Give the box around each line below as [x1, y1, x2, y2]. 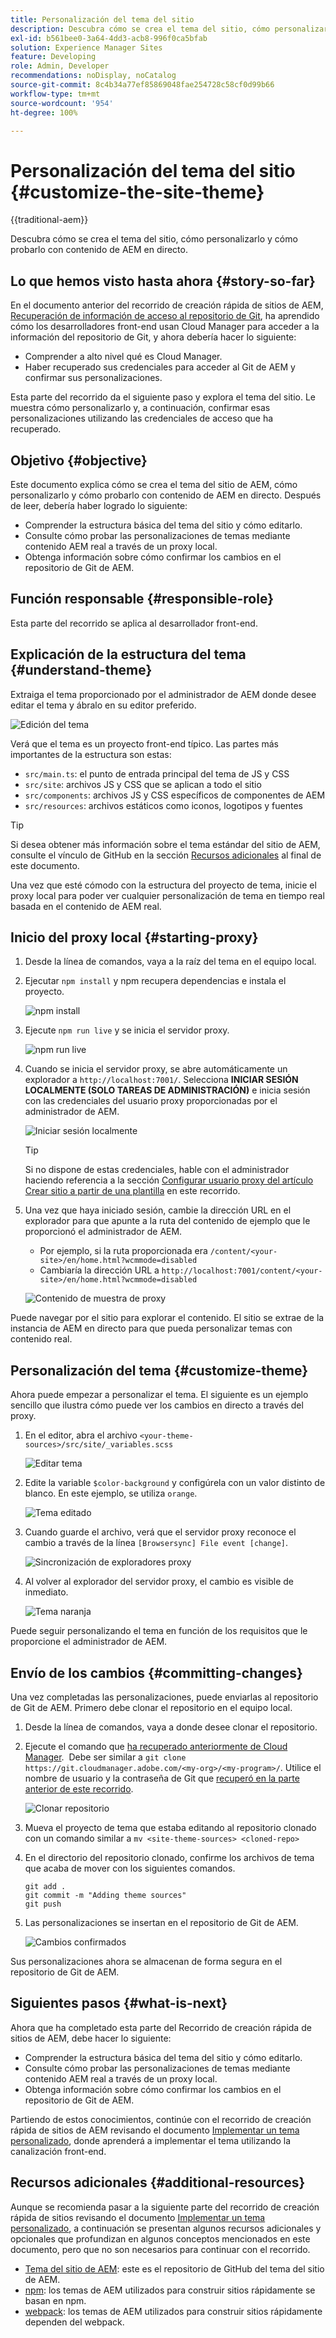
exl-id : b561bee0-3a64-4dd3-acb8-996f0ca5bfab [10, 33, 208, 43]
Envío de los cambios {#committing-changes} [10, 1664, 303, 1681]
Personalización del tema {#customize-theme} [10, 1362, 309, 1379]
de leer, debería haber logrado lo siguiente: [10, 499, 188, 511]
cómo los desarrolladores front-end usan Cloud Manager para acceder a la [10, 321, 320, 333]
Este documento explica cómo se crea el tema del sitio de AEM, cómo [10, 478, 298, 490]
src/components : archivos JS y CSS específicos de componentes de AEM [24, 789, 326, 801]
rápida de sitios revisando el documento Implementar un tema [10, 2211, 266, 2223]
